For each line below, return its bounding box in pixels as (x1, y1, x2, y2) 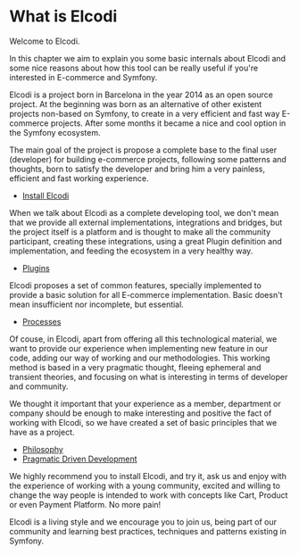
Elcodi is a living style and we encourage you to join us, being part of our (9, 516, 277, 527)
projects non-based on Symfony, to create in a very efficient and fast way (9, 108, 280, 119)
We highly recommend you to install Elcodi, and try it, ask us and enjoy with (9, 470, 287, 481)
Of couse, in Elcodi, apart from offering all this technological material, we (9, 333, 278, 344)
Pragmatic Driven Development (21, 453, 137, 464)
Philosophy (21, 443, 64, 454)
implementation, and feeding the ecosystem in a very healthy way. (9, 245, 253, 256)
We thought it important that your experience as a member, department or (9, 398, 281, 409)
